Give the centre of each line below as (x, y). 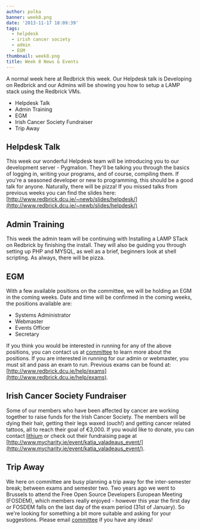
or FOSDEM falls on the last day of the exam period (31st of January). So (96, 507)
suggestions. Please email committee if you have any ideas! (80, 519)
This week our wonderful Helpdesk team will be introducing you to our (93, 161)
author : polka (24, 12)
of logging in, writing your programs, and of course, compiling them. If (93, 174)
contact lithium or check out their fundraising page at (72, 435)
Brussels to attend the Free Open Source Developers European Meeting (94, 494)
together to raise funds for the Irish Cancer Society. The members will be (96, 417)
